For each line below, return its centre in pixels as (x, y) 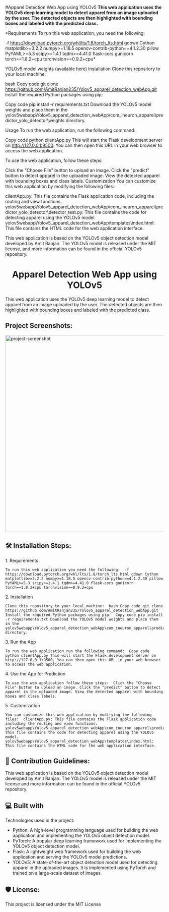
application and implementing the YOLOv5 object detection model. (81, 836)
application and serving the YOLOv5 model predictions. (70, 857)
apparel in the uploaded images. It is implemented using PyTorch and (84, 868)
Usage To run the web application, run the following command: (70, 130)
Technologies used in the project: (40, 820)
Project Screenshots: (39, 326)
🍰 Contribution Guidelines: (48, 761)
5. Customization (23, 705)
